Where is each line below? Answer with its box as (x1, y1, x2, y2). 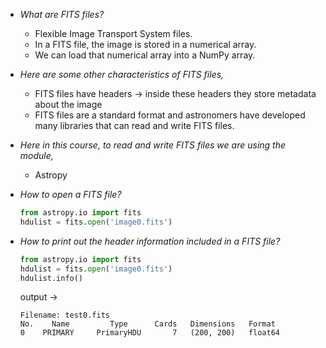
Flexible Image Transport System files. (34, 28, 193, 39)
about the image (34, 99, 103, 110)
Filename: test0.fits (19, 310, 110, 321)
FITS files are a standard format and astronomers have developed (34, 109, 306, 121)
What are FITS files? (19, 9, 105, 20)
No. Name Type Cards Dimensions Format (19, 319, 276, 329)
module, (19, 150, 54, 161)
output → (19, 291, 58, 303)
